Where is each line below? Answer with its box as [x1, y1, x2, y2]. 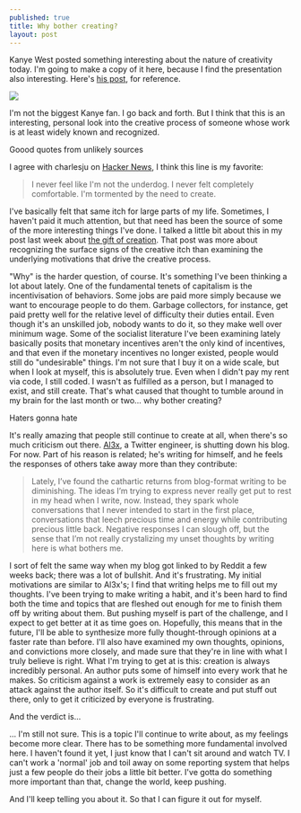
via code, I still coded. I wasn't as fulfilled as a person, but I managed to [9, 376, 274, 387]
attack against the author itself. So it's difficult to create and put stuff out [9, 685, 278, 695]
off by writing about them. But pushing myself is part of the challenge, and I [9, 608, 288, 619]
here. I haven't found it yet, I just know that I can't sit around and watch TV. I [9, 747, 290, 759]
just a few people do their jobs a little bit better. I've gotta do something [9, 767, 272, 778]
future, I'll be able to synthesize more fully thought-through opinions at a [9, 627, 278, 638]
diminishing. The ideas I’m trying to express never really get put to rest [30, 486, 292, 497]
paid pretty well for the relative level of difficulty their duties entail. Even [9, 309, 275, 320]
